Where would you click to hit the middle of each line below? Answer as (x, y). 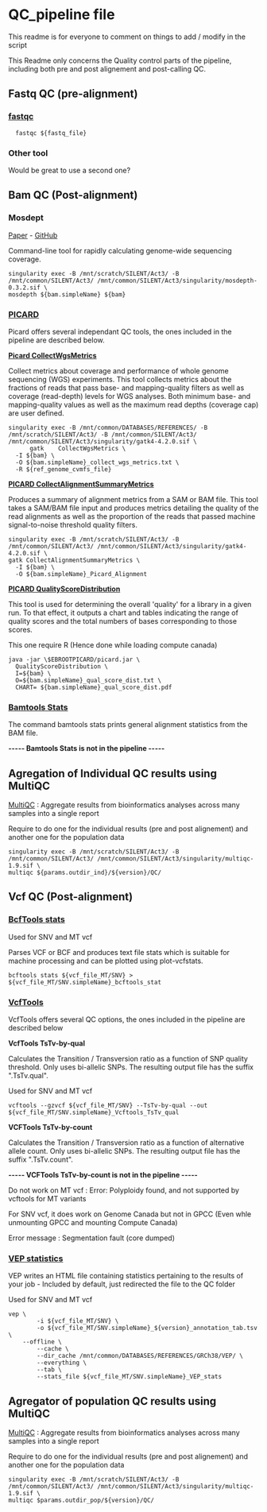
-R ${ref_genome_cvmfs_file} (64, 469)
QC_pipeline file (62, 15)
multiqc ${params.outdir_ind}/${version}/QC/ (85, 873)
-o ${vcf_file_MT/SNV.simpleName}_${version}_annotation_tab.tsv (147, 1328)
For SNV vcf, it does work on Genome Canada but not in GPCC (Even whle (130, 1214)
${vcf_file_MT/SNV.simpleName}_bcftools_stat (85, 982)
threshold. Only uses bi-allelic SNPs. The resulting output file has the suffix (131, 1067)
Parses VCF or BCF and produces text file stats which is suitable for (119, 952)
